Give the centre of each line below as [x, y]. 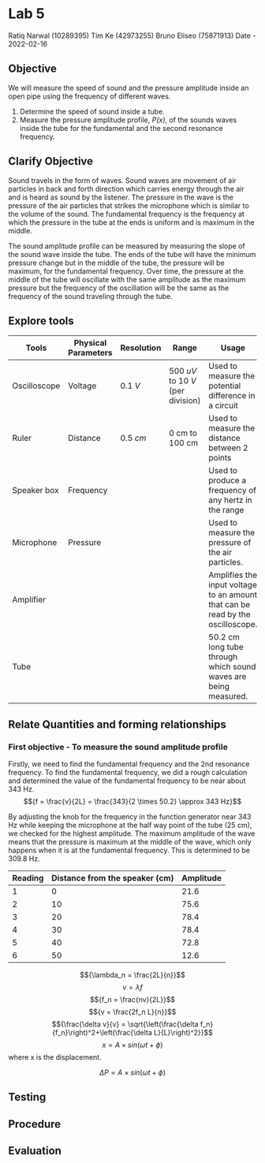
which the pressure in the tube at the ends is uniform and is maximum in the [131, 222]
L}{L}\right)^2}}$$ [183, 1033]
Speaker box [35, 490]
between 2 [228, 448]
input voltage [233, 585]
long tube [226, 647]
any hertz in [230, 500]
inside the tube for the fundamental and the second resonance [121, 128]
